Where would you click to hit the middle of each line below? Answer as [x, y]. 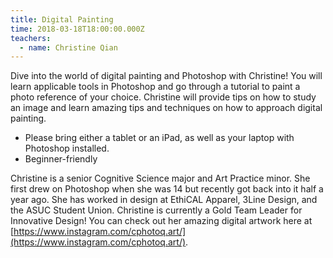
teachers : [31, 38]
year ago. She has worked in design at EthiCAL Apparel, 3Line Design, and [164, 200]
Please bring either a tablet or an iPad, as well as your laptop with [159, 138]
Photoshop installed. [67, 148]
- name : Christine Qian [68, 47]
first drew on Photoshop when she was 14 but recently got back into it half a [167, 189]
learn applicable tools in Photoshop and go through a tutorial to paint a [155, 87]
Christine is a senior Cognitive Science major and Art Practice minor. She [160, 178]
